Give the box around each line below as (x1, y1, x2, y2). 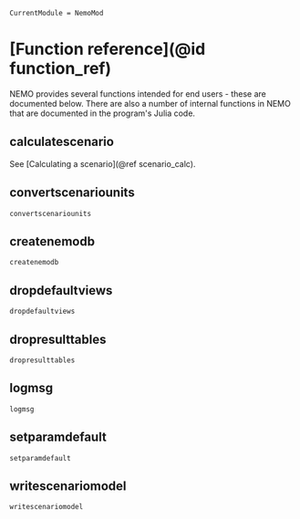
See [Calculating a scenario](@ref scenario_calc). (9, 158, 196, 169)
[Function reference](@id (9, 39, 206, 59)
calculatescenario (9, 134, 114, 150)
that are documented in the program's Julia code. (9, 108, 196, 119)
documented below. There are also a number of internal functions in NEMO (9, 98, 292, 109)
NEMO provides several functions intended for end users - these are (9, 88, 266, 99)
